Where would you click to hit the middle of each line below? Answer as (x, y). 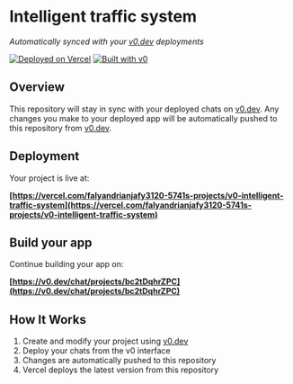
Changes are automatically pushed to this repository (119, 361)
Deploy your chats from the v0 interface (96, 351)
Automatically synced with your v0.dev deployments (107, 41)
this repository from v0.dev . (61, 128)
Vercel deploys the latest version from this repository (120, 370)
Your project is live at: (49, 178)
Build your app (51, 242)
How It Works (48, 320)
